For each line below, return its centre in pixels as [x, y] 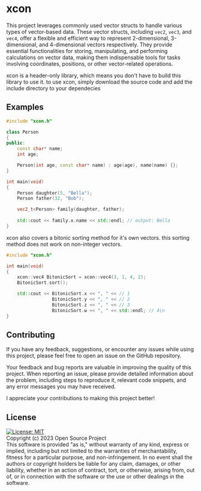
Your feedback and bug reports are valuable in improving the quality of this [99, 367]
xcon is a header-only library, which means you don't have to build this [94, 75]
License [21, 417]
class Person [22, 132]
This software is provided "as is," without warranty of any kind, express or [98, 445]
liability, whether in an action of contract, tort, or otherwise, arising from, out [100, 470]
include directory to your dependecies [53, 88]
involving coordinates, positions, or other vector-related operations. [90, 64]
